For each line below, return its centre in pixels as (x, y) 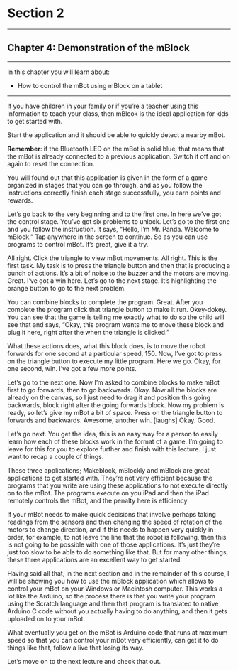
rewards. (20, 200)
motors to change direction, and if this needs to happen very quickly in (110, 529)
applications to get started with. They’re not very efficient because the (110, 478)
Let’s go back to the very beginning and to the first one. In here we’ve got (114, 214)
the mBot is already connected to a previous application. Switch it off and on (119, 156)
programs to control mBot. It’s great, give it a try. (78, 244)
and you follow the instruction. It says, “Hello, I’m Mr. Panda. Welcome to (113, 229)
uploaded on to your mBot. (46, 618)
